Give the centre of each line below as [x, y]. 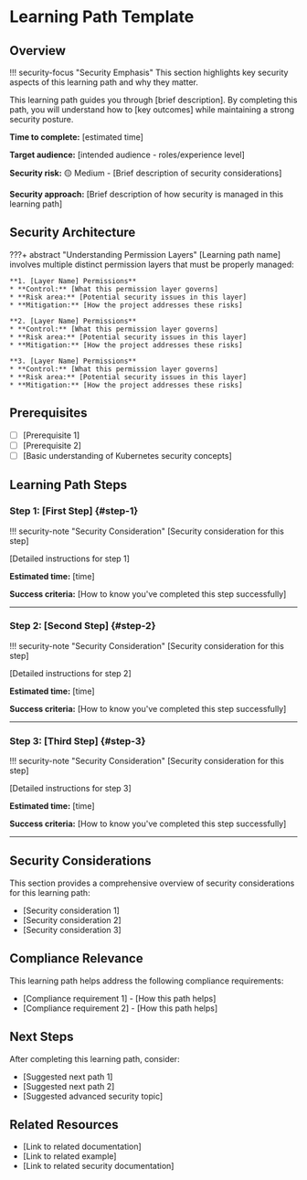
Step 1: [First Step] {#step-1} [74, 511]
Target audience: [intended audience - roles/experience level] [127, 154]
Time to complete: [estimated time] [77, 137]
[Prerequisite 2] [52, 445]
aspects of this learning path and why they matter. [104, 82]
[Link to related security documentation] [98, 1166]
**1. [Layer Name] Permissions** [73, 281]
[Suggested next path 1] [68, 1077]
